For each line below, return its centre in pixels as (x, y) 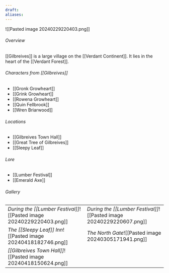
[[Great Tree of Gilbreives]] (40, 143)
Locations (16, 121)
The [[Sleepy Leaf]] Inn (35, 230)
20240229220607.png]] (117, 221)
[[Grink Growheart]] (33, 94)
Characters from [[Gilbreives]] (36, 73)
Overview (15, 40)
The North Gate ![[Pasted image (124, 233)
